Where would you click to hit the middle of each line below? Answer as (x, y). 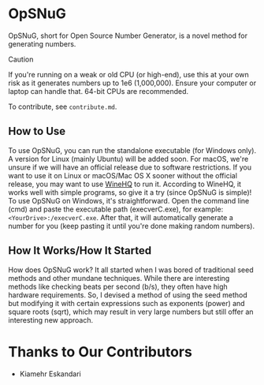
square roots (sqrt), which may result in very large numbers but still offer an (131, 312)
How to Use (37, 131)
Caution (21, 59)
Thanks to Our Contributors (100, 351)
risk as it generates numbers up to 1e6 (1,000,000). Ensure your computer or (132, 83)
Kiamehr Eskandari (50, 374)
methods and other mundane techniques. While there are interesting (119, 278)
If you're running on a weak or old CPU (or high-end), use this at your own (129, 74)
